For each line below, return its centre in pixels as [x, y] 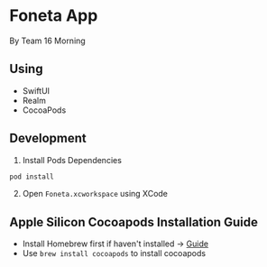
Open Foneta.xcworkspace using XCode [95, 194]
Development [48, 138]
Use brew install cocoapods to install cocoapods [114, 253]
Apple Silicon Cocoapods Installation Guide [134, 222]
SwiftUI [36, 90]
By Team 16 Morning [47, 41]
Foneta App [54, 16]
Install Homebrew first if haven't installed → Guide [115, 244]
